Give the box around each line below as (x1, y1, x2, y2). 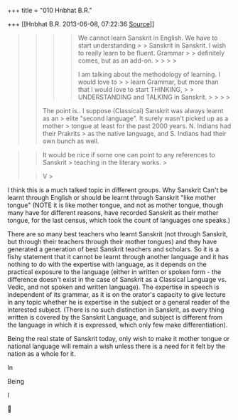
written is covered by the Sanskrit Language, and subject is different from (7, 313, 223, 321)
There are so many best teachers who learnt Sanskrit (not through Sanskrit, (7, 230, 229, 238)
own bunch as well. (42, 137, 99, 145)
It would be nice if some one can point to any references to (42, 151, 215, 159)
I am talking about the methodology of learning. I (77, 70, 220, 78)
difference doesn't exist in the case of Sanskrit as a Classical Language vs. (7, 275, 227, 283)
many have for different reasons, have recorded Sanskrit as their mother (7, 209, 219, 216)
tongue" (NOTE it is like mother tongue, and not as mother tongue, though (7, 201, 224, 209)
